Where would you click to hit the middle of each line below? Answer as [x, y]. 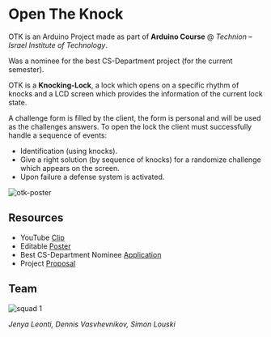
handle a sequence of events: [58, 135]
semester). [26, 69]
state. [18, 102]
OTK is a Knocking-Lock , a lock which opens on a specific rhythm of [124, 85]
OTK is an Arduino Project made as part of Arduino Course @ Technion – [130, 36]
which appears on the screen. [70, 168]
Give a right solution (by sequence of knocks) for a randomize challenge [140, 160]
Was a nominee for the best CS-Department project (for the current [121, 61]
